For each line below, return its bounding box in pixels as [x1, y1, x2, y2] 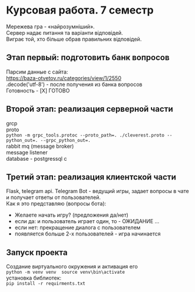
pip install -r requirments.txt [6, 281, 85, 287]
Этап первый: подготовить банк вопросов [6, 52, 170, 62]
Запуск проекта [6, 247, 68, 257]
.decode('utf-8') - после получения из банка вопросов [6, 81, 143, 88]
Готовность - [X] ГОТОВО [6, 87, 70, 94]
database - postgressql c [6, 155, 67, 162]
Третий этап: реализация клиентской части [6, 172, 177, 182]
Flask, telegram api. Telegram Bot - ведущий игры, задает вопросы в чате [6, 188, 190, 195]
